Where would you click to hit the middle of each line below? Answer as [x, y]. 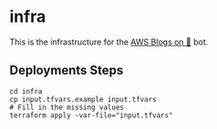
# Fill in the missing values [67, 107]
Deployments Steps [67, 70]
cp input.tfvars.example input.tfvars [83, 99]
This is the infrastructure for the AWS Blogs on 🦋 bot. [109, 42]
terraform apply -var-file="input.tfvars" [91, 115]
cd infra [26, 91]
